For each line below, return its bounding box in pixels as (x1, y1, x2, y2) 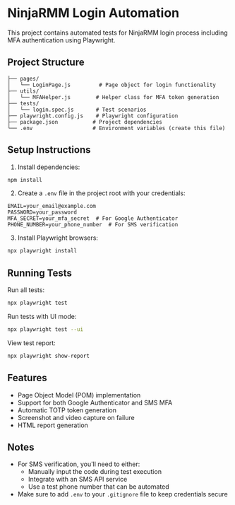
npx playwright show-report (7, 352, 90, 359)
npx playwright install (7, 248, 78, 255)
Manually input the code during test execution (28, 468, 162, 476)
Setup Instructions (7, 144, 91, 156)
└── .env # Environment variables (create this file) (7, 124, 226, 132)
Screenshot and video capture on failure (17, 413, 135, 422)
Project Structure (7, 57, 85, 69)
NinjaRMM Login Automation (7, 5, 180, 21)
